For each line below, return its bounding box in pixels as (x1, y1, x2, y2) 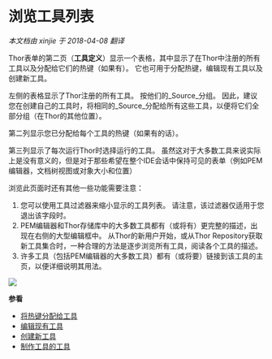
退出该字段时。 (19, 210, 71, 220)
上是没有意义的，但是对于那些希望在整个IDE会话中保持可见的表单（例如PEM (8, 155, 263, 165)
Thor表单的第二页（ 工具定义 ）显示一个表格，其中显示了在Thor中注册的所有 (8, 53, 261, 63)
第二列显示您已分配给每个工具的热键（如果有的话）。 (8, 128, 183, 138)
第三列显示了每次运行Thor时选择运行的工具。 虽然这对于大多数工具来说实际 (8, 145, 261, 155)
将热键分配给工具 (19, 310, 78, 321)
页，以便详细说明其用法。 (19, 261, 106, 270)
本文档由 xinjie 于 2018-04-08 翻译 (8, 36, 124, 45)
